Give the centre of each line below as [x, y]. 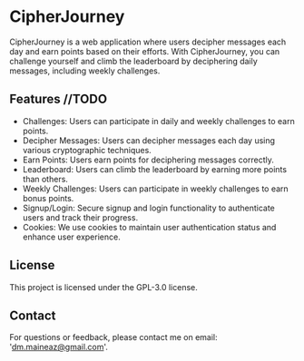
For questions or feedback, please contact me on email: [113, 337]
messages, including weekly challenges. [85, 71]
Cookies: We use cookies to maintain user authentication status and [149, 227]
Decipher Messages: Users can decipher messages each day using [148, 140]
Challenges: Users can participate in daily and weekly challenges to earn [158, 121]
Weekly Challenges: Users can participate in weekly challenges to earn [155, 189]
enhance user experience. [71, 237]
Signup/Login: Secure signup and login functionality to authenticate [148, 208]
